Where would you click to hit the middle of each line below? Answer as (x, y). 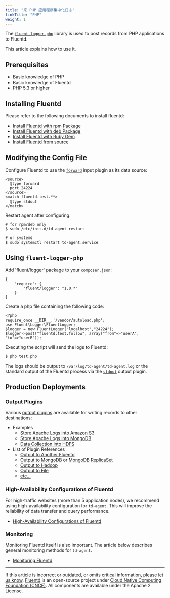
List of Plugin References (39, 449)
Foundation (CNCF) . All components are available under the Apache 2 (78, 585)
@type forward (25, 184)
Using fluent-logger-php (44, 258)
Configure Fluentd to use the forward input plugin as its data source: (76, 170)
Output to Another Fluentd (47, 455)
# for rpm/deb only (26, 224)
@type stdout (24, 201)
